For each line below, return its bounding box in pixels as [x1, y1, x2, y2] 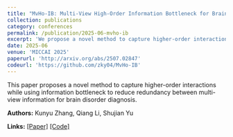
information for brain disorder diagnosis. [21, 95, 137, 104]
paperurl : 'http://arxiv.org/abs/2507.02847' [7, 55, 141, 62]
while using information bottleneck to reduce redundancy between [7, 88, 198, 96]
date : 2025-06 [7, 42, 49, 49]
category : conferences [7, 23, 73, 30]
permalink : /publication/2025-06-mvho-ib [7, 29, 129, 37]
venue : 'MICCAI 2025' [7, 49, 70, 56]
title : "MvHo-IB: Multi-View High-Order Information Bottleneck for [7, 10, 209, 17]
